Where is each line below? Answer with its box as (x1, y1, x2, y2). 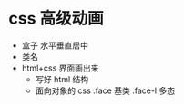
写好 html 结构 (35, 73, 88, 84)
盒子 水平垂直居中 (21, 40, 88, 51)
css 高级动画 (8, 8, 104, 29)
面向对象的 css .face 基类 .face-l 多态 (35, 85, 175, 96)
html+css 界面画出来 (21, 62, 99, 73)
